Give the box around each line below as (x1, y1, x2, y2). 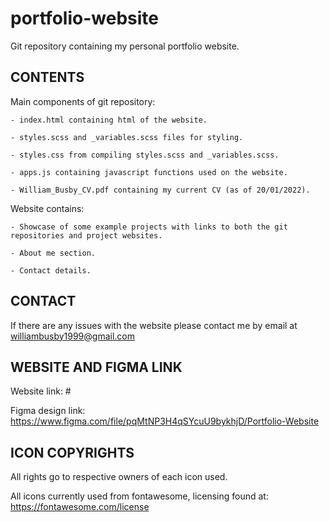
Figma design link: (10, 405, 86, 417)
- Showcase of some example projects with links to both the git (10, 222, 288, 232)
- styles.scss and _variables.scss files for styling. (10, 132, 244, 142)
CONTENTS (10, 69, 85, 86)
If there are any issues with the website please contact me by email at (10, 319, 298, 331)
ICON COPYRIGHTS (10, 444, 135, 461)
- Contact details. (10, 265, 92, 276)
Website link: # (10, 385, 72, 397)
